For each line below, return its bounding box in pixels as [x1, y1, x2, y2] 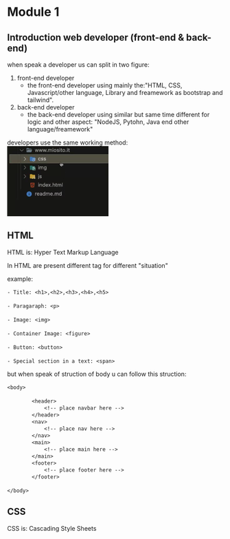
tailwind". [27, 96, 54, 104]
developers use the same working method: [7, 138, 128, 147]
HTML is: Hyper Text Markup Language [7, 248, 119, 256]
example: [7, 275, 33, 283]
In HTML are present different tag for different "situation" [7, 261, 168, 269]
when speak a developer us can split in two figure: [7, 61, 150, 69]
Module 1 [7, 4, 60, 20]
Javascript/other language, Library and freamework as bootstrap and [27, 89, 223, 96]
